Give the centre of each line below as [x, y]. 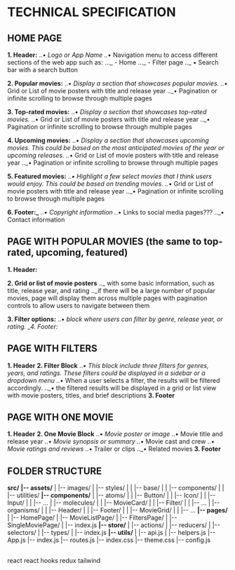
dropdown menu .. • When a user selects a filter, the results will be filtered [114, 380]
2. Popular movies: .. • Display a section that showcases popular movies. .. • [117, 83]
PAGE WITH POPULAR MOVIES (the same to [105, 242]
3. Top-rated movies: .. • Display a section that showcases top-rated [107, 112]
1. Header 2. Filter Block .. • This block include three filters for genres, [108, 365]
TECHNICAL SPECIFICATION [92, 12]
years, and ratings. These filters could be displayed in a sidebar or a [106, 373]
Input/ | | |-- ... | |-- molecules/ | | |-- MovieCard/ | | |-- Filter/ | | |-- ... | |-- [114, 503]
